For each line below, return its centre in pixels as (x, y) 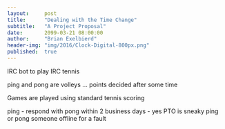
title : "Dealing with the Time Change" (72, 20)
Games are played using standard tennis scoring (76, 97)
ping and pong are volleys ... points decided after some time (92, 84)
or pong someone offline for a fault (57, 118)
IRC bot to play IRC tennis (43, 71)
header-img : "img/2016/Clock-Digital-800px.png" (78, 45)
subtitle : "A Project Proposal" (57, 26)
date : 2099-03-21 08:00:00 (55, 33)
